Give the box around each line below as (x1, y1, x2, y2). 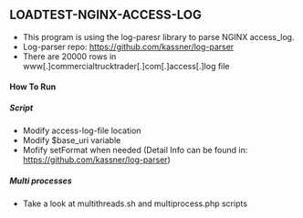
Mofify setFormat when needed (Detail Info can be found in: (22, 145, 248, 156)
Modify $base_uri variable (22, 135, 121, 146)
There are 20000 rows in (22, 50, 117, 62)
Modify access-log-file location (22, 125, 141, 136)
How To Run (9, 81, 57, 92)
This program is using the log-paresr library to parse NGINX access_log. (22, 31, 295, 42)
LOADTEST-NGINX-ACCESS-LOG (9, 7, 203, 23)
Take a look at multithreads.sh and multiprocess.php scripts (22, 198, 248, 209)
